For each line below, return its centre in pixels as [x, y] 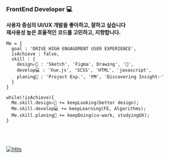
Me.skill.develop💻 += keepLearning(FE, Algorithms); [79, 109]
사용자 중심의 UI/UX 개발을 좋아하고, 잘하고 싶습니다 [66, 25]
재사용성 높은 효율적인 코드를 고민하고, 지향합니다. [63, 33]
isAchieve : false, [36, 54]
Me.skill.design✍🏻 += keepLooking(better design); [75, 103]
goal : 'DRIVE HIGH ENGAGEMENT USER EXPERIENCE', [74, 49]
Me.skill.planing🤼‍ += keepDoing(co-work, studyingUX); [81, 115]
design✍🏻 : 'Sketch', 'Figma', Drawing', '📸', [75, 65]
